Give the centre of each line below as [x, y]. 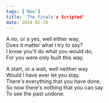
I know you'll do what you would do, [50, 51]
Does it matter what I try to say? [45, 45]
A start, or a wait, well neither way [47, 69]
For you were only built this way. [45, 58]
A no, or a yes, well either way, [43, 39]
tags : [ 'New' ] [23, 11]
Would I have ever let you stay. [43, 75]
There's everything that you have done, [54, 81]
